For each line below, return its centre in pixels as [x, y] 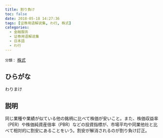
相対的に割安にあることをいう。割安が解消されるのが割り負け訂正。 [81, 131]
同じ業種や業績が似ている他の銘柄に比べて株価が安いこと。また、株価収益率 [82, 119]
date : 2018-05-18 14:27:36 [32, 18]
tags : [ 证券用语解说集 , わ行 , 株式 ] [38, 23]
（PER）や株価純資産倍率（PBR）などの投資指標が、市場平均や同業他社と [79, 124]
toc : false [16, 14]
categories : [17, 28]
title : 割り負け [20, 9]
